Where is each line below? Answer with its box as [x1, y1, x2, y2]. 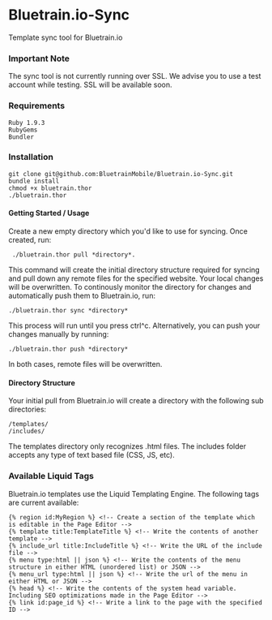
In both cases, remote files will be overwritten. [8, 360, 163, 369]
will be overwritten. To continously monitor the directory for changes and [8, 282, 252, 292]
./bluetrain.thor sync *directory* [8, 307, 129, 315]
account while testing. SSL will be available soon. [8, 80, 172, 90]
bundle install [8, 177, 60, 185]
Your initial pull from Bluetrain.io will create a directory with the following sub [8, 396, 264, 406]
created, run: [8, 235, 52, 245]
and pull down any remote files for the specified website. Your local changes [8, 273, 264, 283]
